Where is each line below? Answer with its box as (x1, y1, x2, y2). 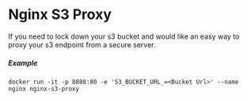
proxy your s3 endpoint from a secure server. (8, 39, 156, 49)
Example (8, 58, 38, 68)
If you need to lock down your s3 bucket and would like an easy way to (8, 32, 240, 41)
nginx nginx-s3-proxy (8, 84, 80, 92)
